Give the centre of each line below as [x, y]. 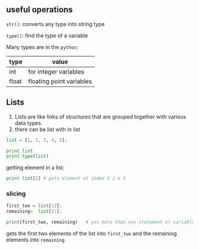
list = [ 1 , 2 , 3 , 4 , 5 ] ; [37, 140]
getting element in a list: [36, 168]
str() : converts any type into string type [55, 24]
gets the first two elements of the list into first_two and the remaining [92, 234]
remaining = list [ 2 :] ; [34, 212]
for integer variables [56, 72]
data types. [28, 123]
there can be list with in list [47, 129]
